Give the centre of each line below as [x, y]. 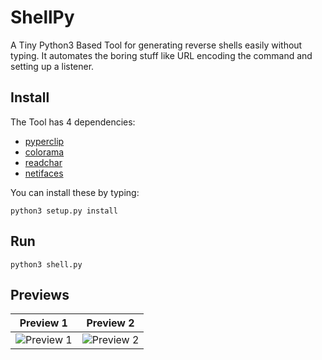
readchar [43, 162]
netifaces [44, 173]
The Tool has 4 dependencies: [73, 122]
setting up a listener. [52, 66]
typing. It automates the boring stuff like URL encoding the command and [161, 55]
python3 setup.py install [64, 211]
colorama [44, 152]
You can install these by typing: [75, 192]
